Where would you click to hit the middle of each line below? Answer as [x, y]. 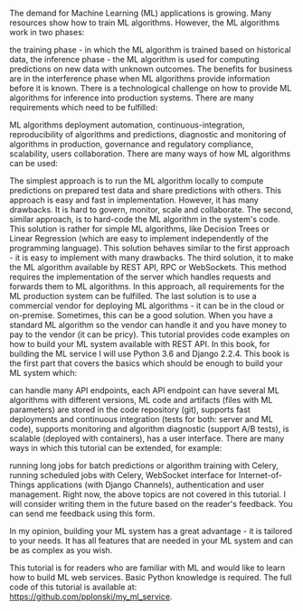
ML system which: [43, 373]
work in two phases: [47, 32]
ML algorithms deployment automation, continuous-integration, [127, 125]
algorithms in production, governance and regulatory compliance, [132, 144]
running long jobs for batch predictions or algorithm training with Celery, [144, 465]
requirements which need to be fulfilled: [84, 107]
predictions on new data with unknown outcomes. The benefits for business [151, 69]
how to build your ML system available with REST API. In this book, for [140, 344]
